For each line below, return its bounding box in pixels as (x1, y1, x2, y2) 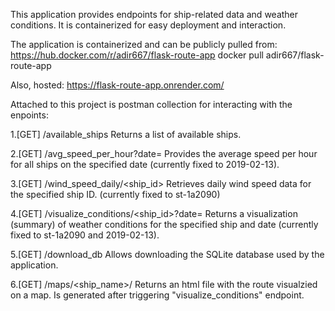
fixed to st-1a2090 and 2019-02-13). (10, 229, 160, 241)
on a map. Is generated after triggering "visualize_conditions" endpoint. (10, 289, 305, 301)
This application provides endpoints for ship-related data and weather (10, 9, 299, 20)
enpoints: (10, 109, 49, 121)
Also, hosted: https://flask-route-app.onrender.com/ (10, 79, 225, 91)
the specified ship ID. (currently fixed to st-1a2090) (10, 189, 221, 200)
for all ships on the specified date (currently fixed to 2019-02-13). (10, 159, 280, 170)
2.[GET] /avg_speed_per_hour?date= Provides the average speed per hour (10, 148, 318, 159)
